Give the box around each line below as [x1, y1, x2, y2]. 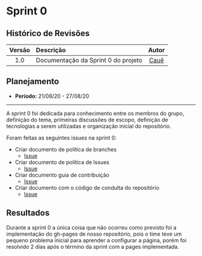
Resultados [6, 208, 50, 218]
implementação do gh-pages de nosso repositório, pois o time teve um [6, 230, 182, 237]
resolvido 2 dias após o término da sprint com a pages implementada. [6, 243, 179, 250]
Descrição [35, 46, 66, 54]
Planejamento [6, 76, 60, 87]
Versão [9, 46, 31, 54]
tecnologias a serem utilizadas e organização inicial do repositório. [6, 122, 171, 130]
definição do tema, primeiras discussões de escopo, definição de [6, 116, 168, 123]
